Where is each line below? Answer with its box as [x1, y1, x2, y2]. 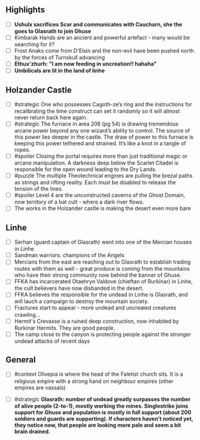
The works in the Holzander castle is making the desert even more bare [14, 205, 191, 212]
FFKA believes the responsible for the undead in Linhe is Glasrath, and [14, 291, 188, 298]
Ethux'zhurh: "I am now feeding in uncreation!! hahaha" [14, 60, 157, 67]
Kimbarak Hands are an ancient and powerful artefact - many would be [14, 34, 190, 41]
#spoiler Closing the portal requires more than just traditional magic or [14, 152, 188, 160]
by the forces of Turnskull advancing [14, 54, 105, 61]
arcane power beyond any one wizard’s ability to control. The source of [14, 127, 190, 134]
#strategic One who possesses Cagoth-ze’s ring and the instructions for [14, 100, 192, 107]
